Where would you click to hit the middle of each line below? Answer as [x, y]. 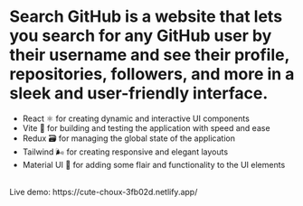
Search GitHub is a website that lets [146, 17]
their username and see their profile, [149, 55]
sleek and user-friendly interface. [139, 94]
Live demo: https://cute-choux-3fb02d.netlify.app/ [104, 192]
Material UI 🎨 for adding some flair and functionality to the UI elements [154, 164]
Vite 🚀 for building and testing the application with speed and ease [146, 127]
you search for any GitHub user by [141, 36]
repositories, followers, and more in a [152, 75]
